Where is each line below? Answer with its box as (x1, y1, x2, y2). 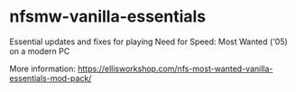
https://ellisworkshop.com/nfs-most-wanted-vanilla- (78, 63, 273, 74)
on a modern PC (9, 45, 70, 56)
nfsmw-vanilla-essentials (9, 6, 207, 27)
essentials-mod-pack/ (9, 72, 92, 83)
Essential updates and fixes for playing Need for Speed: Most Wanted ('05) (9, 36, 289, 47)
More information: (9, 63, 77, 74)
